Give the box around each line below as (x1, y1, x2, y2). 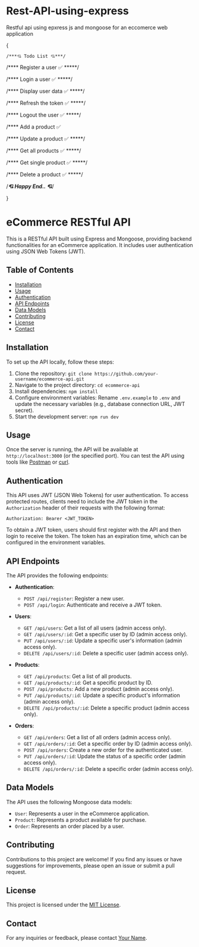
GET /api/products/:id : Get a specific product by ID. (23, 679, 153, 686)
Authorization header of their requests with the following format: (6, 504, 165, 511)
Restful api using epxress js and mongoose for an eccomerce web (6, 24, 168, 31)
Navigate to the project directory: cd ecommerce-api (14, 381, 140, 388)
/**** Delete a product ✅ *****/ (6, 171, 83, 178)
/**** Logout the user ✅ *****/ (6, 111, 81, 118)
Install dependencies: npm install (14, 387, 98, 395)
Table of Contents (6, 265, 74, 275)
